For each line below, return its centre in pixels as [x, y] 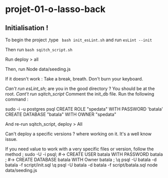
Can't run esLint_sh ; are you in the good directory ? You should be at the [80, 88]
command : [17, 99]
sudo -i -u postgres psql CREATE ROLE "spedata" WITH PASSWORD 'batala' [84, 109]
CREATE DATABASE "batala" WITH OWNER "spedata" [61, 114]
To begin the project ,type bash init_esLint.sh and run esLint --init [79, 40]
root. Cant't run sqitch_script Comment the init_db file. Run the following [80, 94]
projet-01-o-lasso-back [55, 9]
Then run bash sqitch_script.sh [39, 50]
